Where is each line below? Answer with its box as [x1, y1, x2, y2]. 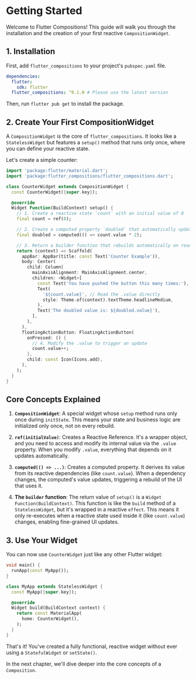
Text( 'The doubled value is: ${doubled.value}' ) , [37, 308, 160, 314]
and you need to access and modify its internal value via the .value [14, 440, 177, 447]
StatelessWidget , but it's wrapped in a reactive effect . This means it [14, 506, 179, 513]
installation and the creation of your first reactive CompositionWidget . [6, 29, 170, 36]
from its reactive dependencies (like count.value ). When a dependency [14, 470, 186, 477]
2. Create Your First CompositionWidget [6, 117, 155, 127]
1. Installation [6, 47, 55, 57]
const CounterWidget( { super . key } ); [11, 189, 98, 195]
